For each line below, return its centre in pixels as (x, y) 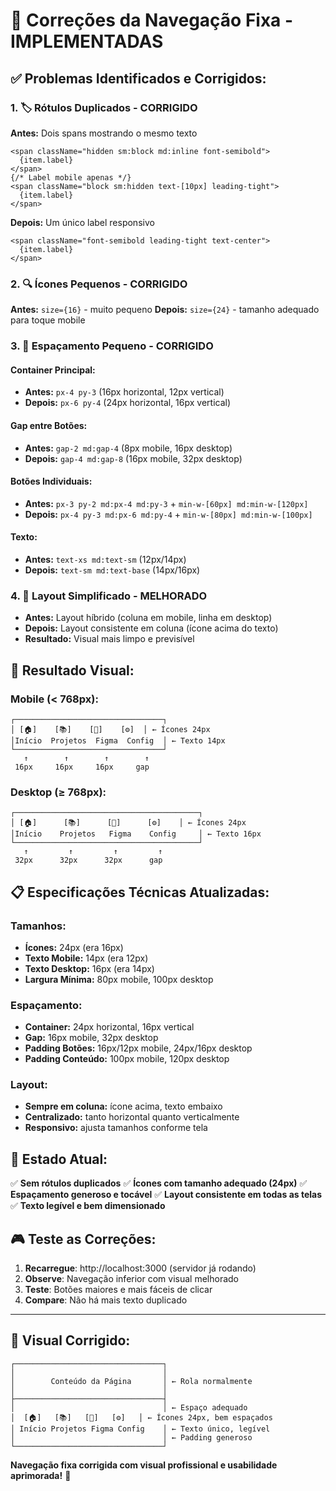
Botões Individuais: (51, 481)
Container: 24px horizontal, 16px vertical (109, 1027)
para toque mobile (48, 320)
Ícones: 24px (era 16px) (74, 947)
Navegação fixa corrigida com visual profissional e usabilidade (144, 1465)
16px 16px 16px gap (82, 767)
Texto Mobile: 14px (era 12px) (86, 958)
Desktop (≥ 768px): (58, 792)
